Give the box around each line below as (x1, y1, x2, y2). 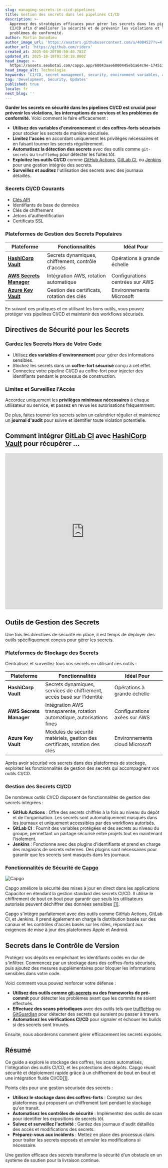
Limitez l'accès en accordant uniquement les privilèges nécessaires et (12, 135, 158, 141)
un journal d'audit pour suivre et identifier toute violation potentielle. (5, 417, 146, 423)
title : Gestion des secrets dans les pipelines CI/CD (5, 12, 120, 17)
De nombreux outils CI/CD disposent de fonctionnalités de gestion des (5, 794, 150, 800)
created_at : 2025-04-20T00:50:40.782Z (5, 49, 86, 54)
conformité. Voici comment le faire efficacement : (5, 115, 108, 121)
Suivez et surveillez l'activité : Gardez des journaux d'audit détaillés (12, 1121, 154, 1127)
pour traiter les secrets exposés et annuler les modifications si (12, 1137, 141, 1143)
